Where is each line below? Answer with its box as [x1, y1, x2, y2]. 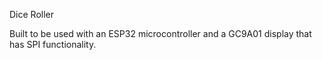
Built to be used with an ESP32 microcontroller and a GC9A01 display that [9, 28, 312, 39]
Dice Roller [9, 9, 55, 20]
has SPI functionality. [9, 39, 97, 50]
